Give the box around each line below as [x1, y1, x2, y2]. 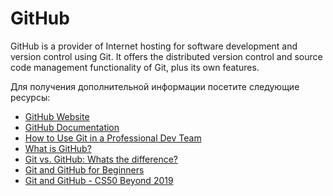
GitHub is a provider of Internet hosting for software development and [10, 40, 298, 52]
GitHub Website [24, 110, 90, 122]
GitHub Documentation [24, 121, 120, 133]
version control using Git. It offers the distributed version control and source [10, 50, 323, 62]
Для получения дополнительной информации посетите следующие [10, 80, 300, 92]
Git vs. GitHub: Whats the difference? [24, 153, 179, 165]
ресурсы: [10, 91, 51, 103]
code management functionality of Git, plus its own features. [10, 61, 260, 73]
